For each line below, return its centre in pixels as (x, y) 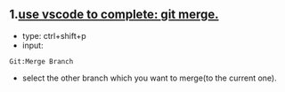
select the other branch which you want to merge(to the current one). (150, 78)
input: (33, 45)
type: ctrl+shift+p (54, 35)
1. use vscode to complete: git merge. (114, 15)
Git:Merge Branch (41, 61)
